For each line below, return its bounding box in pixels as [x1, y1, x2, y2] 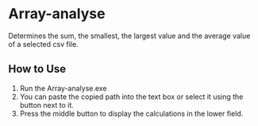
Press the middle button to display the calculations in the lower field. [19, 109, 244, 118]
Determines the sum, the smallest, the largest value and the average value [8, 31, 251, 40]
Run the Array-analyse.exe [19, 83, 107, 93]
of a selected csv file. [8, 39, 79, 48]
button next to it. [19, 100, 74, 109]
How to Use [8, 63, 67, 76]
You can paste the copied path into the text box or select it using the [19, 92, 244, 101]
